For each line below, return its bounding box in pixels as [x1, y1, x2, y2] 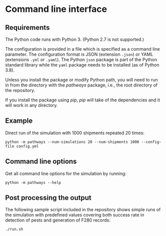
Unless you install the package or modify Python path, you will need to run [5, 77, 158, 82]
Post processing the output [5, 194, 92, 202]
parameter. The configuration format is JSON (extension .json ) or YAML [5, 51, 154, 57]
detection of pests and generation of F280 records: [5, 217, 111, 223]
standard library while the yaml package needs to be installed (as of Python [5, 62, 160, 68]
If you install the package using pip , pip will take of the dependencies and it [5, 97, 161, 103]
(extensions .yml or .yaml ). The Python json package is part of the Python [5, 57, 158, 63]
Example [5, 117, 33, 125]
